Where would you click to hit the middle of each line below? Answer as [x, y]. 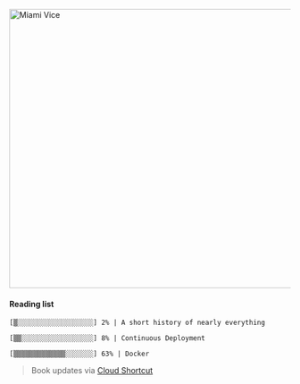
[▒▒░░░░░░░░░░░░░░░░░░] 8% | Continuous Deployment [107, 338]
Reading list [32, 304]
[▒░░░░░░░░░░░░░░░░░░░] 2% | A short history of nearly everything [137, 323]
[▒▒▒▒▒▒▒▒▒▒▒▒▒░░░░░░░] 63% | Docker [79, 354]
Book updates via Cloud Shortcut [92, 371]
